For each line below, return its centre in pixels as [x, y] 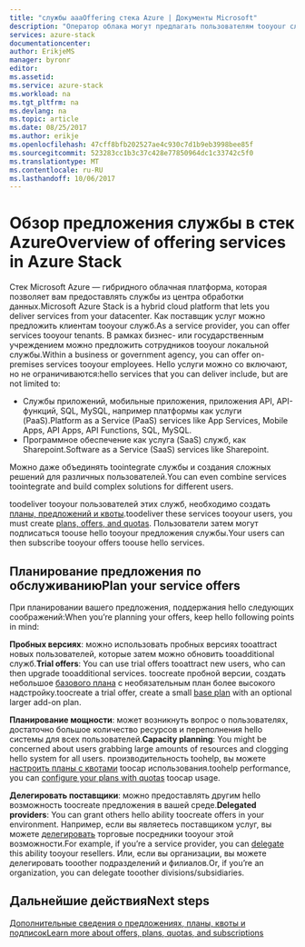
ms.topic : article [44, 119]
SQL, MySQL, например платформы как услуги [151, 411]
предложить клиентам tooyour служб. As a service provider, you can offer [150, 326]
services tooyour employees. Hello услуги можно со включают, [167, 364]
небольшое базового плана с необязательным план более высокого [143, 683]
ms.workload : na [40, 94]
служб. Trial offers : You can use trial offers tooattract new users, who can [148, 663]
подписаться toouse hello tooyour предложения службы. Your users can [147, 533]
